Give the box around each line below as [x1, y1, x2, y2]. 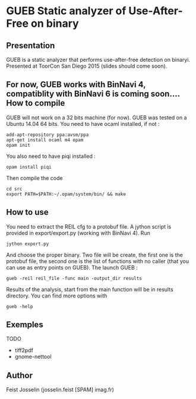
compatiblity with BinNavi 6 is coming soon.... [6, 89, 180, 99]
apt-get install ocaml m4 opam [6, 137, 84, 143]
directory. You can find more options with [6, 292, 108, 299]
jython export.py [6, 240, 49, 247]
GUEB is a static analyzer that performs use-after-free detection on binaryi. [6, 56, 191, 63]
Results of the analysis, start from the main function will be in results [6, 286, 173, 293]
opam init [6, 142, 31, 148]
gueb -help [6, 303, 33, 309]
